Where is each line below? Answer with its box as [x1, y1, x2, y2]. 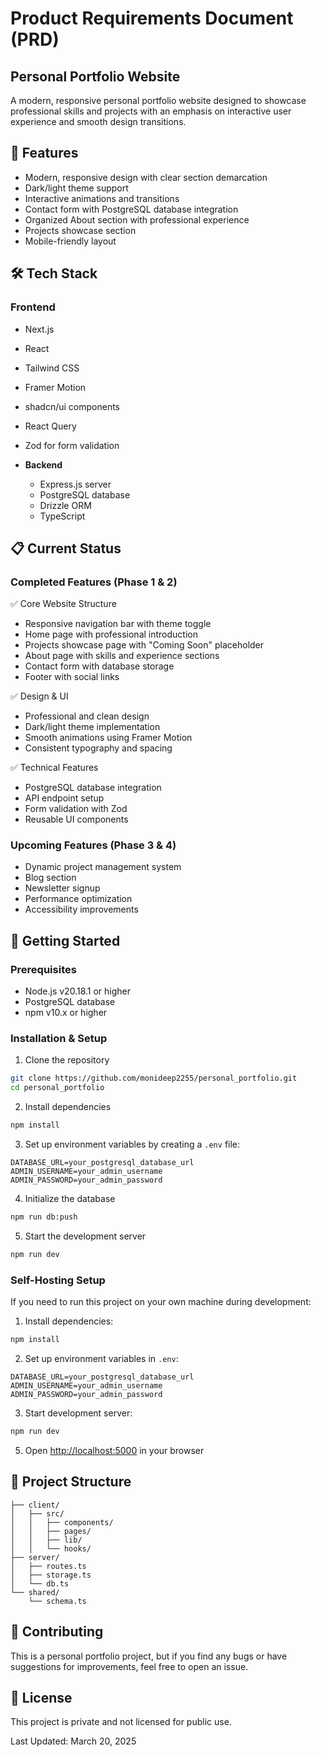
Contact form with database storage [24, 660, 175, 672]
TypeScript [39, 510, 86, 522]
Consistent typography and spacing [24, 742, 173, 754]
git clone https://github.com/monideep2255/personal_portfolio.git [10, 1073, 298, 1084]
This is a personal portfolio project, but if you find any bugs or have [10, 1650, 288, 1662]
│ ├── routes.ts [10, 1561, 87, 1571]
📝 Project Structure [10, 1473, 132, 1491]
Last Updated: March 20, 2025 [10, 1735, 137, 1747]
